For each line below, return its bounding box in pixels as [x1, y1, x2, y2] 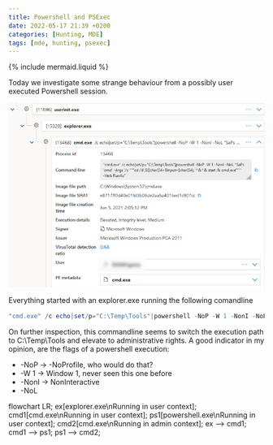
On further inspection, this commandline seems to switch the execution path [8, 326, 264, 336]
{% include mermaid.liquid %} [8, 62, 109, 72]
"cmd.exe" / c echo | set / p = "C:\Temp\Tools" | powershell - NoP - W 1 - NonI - [8, 312, 257, 320]
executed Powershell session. [8, 86, 108, 97]
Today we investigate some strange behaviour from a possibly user [8, 78, 233, 88]
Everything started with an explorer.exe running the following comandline [8, 295, 253, 305]
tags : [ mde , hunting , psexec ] [8, 39, 111, 47]
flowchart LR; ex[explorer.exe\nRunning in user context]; [8, 401, 197, 411]
